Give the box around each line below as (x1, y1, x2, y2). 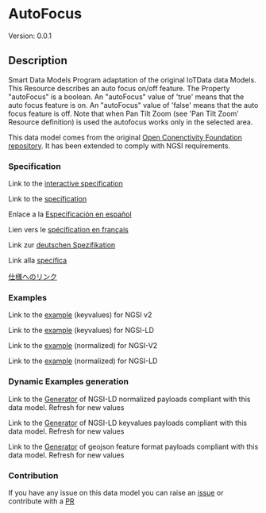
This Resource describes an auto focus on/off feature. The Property (8, 83, 230, 93)
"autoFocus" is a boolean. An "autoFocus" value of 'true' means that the (8, 92, 245, 101)
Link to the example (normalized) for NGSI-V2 (8, 341, 158, 350)
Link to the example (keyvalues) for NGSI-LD (8, 326, 155, 335)
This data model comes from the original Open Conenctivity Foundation (8, 132, 242, 142)
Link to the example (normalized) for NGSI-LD (8, 356, 158, 366)
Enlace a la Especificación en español (8, 209, 133, 219)
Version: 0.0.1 (8, 31, 52, 40)
